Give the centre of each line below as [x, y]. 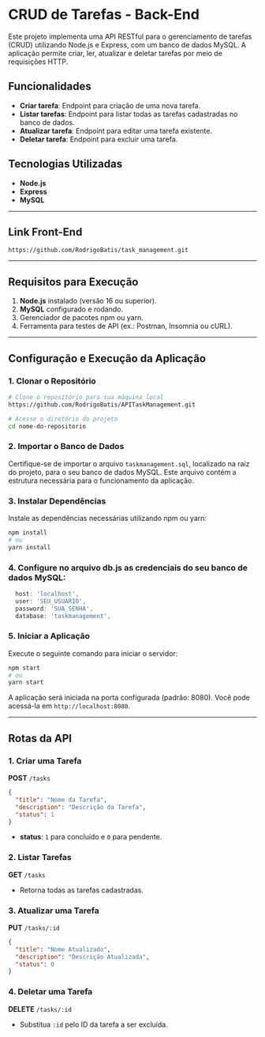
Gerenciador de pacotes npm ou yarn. [81, 318]
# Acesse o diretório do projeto [63, 419]
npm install [28, 532]
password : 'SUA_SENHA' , [54, 609]
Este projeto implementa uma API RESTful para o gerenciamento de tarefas [130, 36]
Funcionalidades [50, 87]
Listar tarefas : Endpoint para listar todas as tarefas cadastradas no [129, 114]
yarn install [30, 547]
